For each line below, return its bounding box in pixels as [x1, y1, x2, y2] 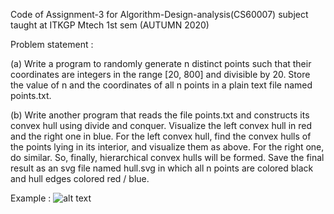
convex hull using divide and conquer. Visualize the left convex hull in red [10, 120, 313, 131]
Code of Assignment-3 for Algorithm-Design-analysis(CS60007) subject [10, 9, 309, 20]
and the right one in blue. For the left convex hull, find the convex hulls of [10, 130, 312, 142]
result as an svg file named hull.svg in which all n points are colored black [10, 162, 314, 174]
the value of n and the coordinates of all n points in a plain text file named [10, 79, 313, 91]
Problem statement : [10, 39, 94, 50]
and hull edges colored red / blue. [10, 173, 150, 184]
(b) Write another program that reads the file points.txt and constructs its [10, 109, 310, 121]
